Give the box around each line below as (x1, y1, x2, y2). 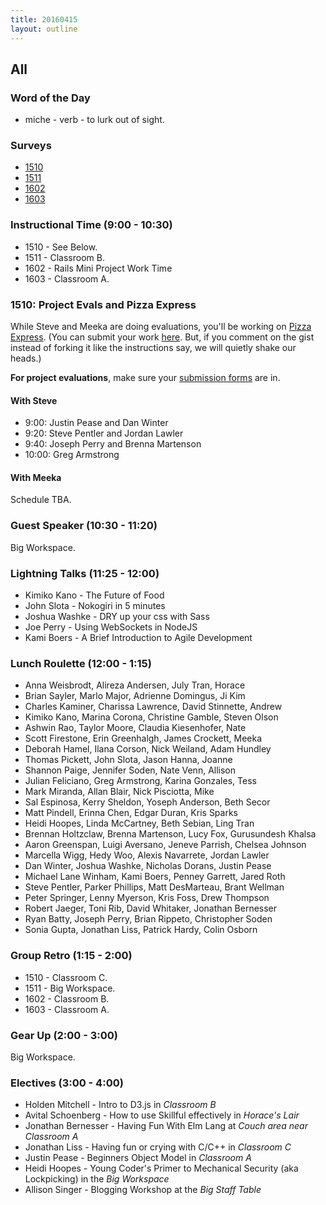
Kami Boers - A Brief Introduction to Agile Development (24, 632, 253, 644)
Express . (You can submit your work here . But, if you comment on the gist (10, 331, 315, 343)
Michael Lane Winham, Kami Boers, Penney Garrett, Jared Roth (24, 871, 286, 883)
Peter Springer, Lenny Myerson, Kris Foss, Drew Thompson (24, 892, 270, 904)
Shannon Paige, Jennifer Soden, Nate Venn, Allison (24, 764, 237, 776)
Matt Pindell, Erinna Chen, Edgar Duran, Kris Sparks (24, 807, 239, 819)
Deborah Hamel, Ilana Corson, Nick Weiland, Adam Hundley (24, 743, 272, 755)
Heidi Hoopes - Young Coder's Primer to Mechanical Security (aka (24, 1162, 299, 1175)
